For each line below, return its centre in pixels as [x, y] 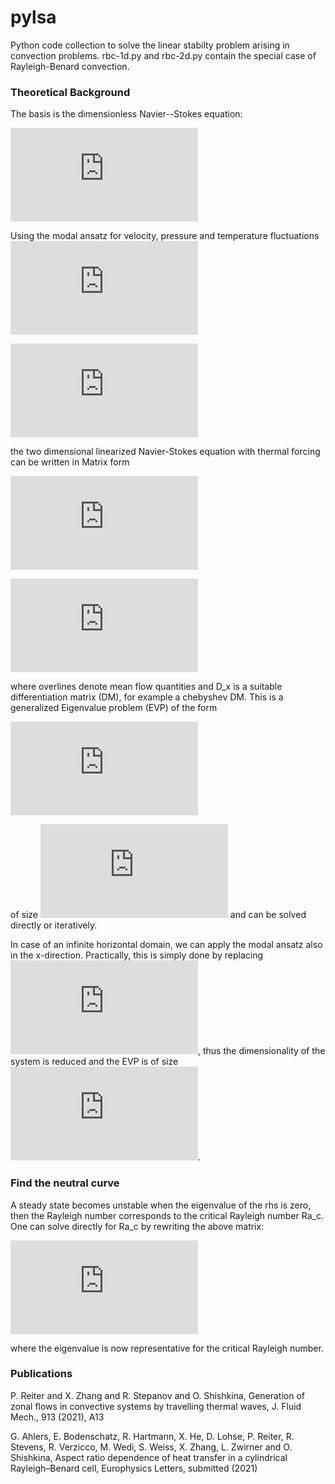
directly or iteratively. [54, 925]
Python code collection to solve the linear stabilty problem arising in [150, 45]
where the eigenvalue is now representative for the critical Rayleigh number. [167, 1348]
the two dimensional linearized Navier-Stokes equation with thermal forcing [165, 452]
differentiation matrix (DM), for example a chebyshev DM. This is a [147, 697]
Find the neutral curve [65, 1183]
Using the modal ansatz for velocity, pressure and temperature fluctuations [165, 236]
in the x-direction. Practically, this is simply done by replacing [137, 955]
